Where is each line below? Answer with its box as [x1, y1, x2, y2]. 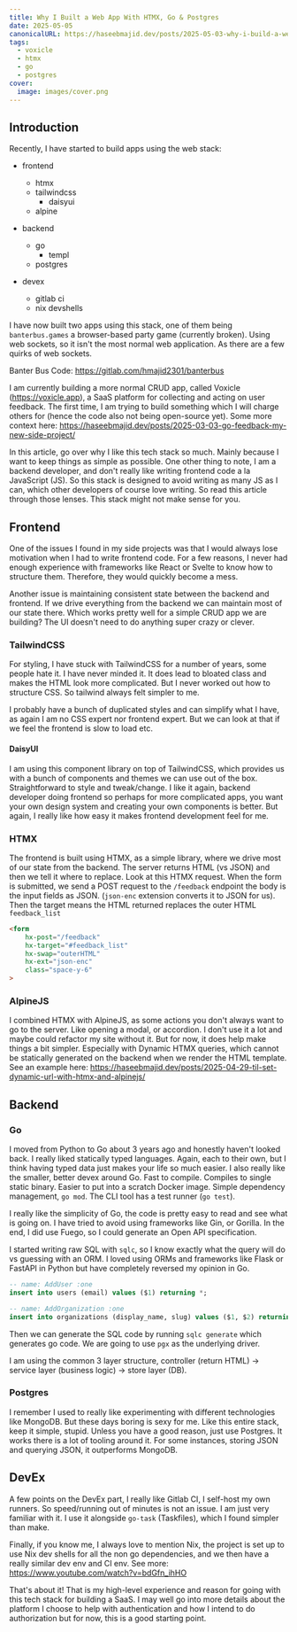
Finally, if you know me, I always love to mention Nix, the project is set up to [9, 1539, 285, 1550]
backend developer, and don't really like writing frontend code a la [9, 466, 251, 477]
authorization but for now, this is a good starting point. [9, 1613, 207, 1623]
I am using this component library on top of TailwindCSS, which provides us [9, 763, 285, 773]
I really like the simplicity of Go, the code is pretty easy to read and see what [9, 1208, 288, 1219]
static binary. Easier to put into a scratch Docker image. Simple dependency [9, 1182, 286, 1193]
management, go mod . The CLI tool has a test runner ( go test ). [9, 1191, 236, 1201]
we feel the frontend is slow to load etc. [9, 723, 153, 734]
